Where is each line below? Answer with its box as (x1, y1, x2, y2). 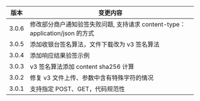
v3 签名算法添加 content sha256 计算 (29, 62, 135, 71)
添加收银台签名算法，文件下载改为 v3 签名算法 (29, 40, 160, 48)
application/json (29, 29, 75, 37)
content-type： (142, 20, 186, 29)
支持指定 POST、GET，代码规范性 (29, 85, 125, 93)
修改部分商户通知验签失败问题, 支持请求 (29, 20, 141, 29)
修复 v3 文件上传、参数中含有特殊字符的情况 (29, 74, 154, 82)
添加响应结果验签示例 (29, 52, 90, 59)
